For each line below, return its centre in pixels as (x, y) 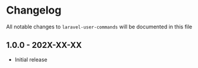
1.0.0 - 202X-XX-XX (44, 45)
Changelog (34, 10)
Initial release (31, 59)
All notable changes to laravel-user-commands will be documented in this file (99, 27)
